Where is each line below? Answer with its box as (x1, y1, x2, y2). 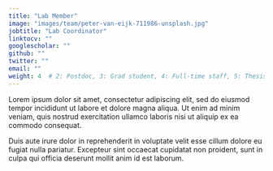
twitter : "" (8, 58, 49, 66)
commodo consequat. (8, 120, 82, 130)
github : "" (8, 49, 45, 58)
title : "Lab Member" (8, 11, 79, 20)
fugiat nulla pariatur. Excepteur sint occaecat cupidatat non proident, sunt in (8, 144, 263, 154)
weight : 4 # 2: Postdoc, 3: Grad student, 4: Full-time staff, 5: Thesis (8, 72, 267, 80)
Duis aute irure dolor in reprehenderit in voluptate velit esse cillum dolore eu (8, 135, 262, 146)
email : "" (8, 65, 42, 73)
